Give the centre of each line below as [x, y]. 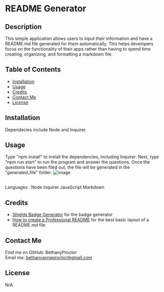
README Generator [46, 9]
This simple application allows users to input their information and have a [79, 38]
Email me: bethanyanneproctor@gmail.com [49, 258]
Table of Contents [33, 70]
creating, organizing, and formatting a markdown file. [59, 54]
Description [23, 27]
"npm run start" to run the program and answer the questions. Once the [78, 162]
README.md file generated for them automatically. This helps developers [79, 44]
